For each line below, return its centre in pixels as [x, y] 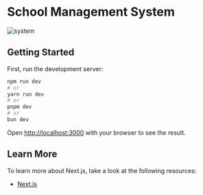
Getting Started [41, 52]
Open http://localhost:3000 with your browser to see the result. [97, 132]
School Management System [91, 12]
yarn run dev [26, 94]
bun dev [18, 120]
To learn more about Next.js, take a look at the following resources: [102, 170]
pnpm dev [20, 107]
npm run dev [24, 81]
